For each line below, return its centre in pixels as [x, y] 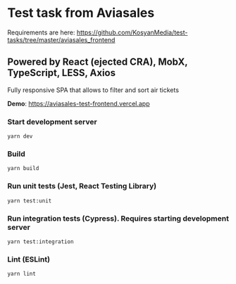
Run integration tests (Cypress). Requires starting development [118, 218]
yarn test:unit [30, 201]
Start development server [52, 122]
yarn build [23, 169]
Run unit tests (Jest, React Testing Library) [82, 186]
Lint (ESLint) [29, 259]
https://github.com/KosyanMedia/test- [132, 32]
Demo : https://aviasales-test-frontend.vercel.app [79, 103]
